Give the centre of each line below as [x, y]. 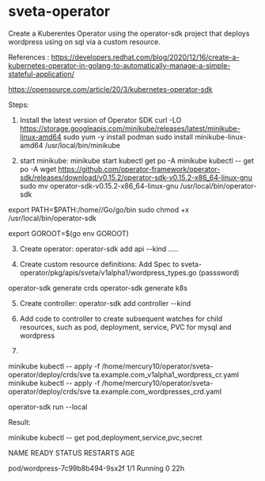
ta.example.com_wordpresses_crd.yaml [157, 391]
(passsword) [219, 273]
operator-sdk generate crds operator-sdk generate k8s [98, 288]
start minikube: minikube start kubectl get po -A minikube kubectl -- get [137, 160]
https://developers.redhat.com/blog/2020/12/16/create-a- [145, 57]
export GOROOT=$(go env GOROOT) [68, 233]
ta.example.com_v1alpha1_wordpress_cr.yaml [166, 374]
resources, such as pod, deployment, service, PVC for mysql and [125, 326]
